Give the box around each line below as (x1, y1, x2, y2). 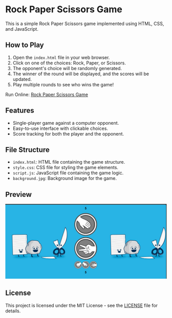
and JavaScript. (5, 26, 38, 32)
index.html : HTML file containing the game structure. (12, 159, 125, 165)
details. (5, 308, 21, 314)
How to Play (5, 41, 45, 50)
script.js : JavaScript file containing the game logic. (12, 170, 124, 176)
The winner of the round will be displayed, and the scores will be (12, 71, 149, 77)
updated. (12, 76, 32, 82)
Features (5, 106, 34, 115)
